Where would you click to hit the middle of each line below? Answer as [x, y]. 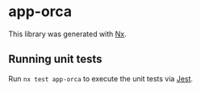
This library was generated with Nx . [67, 34]
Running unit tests [55, 59]
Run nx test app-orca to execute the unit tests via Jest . [101, 78]
